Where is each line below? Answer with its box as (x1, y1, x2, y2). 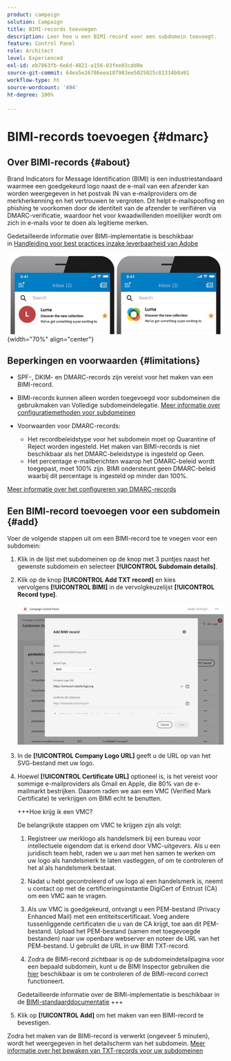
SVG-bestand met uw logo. (17, 759, 94, 767)
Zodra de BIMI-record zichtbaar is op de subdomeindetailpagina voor (27, 955, 225, 964)
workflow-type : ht (7, 77, 60, 83)
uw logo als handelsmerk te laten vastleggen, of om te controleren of (27, 856, 224, 865)
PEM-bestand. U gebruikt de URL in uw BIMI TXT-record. (27, 942, 190, 950)
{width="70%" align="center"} (7, 335, 94, 343)
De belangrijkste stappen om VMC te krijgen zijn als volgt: (17, 821, 182, 829)
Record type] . (17, 591, 57, 599)
